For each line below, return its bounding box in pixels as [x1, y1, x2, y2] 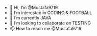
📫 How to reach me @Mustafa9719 [9, 26, 82, 31]
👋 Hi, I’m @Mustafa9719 [9, 5, 58, 10]
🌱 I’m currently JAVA [9, 15, 51, 20]
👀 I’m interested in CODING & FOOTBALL [9, 10, 92, 16]
